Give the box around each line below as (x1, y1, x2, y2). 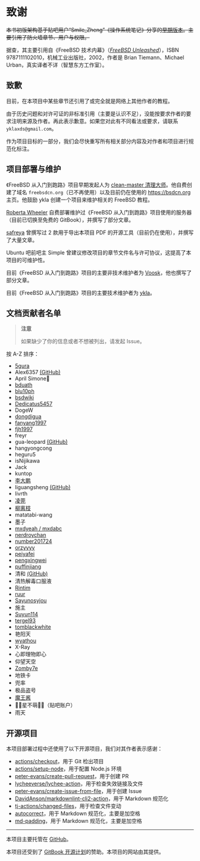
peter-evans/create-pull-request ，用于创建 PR (14, 773, 129, 780)
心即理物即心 (14, 651, 46, 658)
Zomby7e (14, 665, 38, 672)
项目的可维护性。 (6, 256, 48, 263)
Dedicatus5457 (14, 400, 52, 408)
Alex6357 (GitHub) (14, 369, 61, 376)
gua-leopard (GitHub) (14, 439, 68, 446)
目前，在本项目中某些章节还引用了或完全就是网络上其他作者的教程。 (6, 97, 173, 104)
